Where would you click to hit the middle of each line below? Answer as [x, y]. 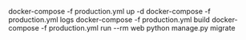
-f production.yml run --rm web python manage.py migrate [138, 28]
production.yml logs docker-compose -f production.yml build [109, 20]
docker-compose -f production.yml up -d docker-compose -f [109, 11]
